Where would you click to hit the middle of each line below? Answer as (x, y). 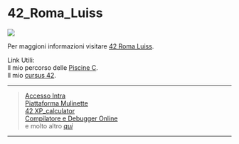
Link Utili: (21, 60)
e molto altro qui (49, 125)
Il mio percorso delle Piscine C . (53, 67)
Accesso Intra (45, 96)
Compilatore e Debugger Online (71, 118)
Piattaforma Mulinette (57, 103)
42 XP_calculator (50, 110)
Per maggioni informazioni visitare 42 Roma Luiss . (81, 46)
